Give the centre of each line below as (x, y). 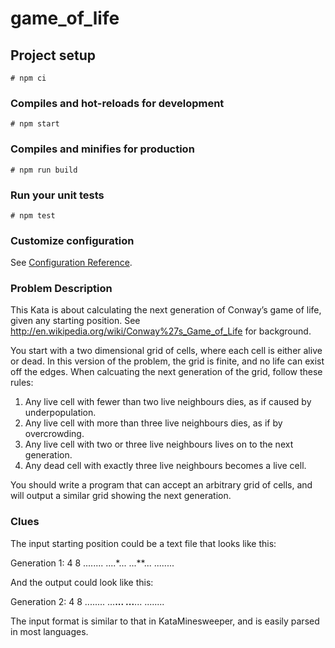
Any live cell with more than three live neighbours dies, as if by (153, 423)
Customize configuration (72, 240)
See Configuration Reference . (71, 263)
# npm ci (28, 78)
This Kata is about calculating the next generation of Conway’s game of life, (166, 310)
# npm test (33, 215)
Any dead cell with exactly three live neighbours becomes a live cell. (165, 466)
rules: (22, 383)
